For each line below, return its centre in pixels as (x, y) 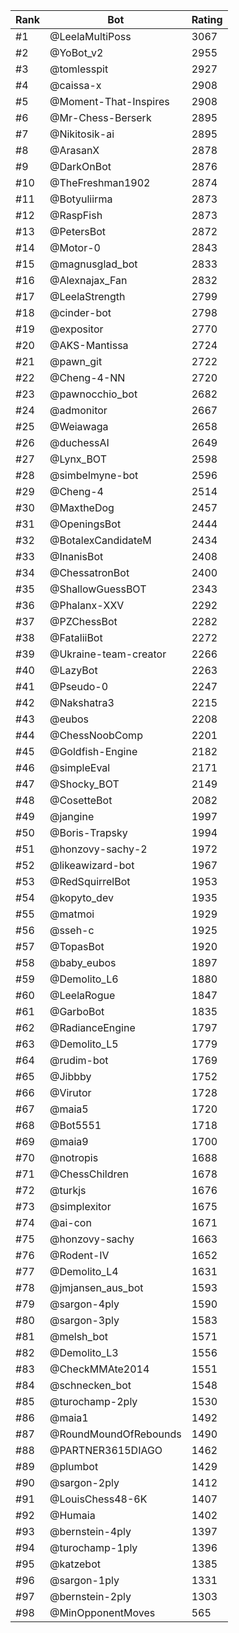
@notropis (74, 1157)
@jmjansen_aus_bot (96, 1287)
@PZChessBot (83, 621)
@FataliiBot (76, 637)
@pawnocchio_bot (93, 394)
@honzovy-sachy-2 (98, 849)
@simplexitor (80, 1206)
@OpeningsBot (85, 524)
